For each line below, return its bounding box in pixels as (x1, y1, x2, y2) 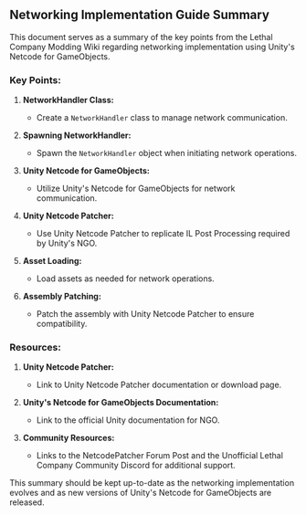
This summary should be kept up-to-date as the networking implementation (9, 478, 295, 489)
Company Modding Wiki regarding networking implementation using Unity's (9, 41, 295, 52)
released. (9, 497, 45, 508)
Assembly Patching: (22, 291, 102, 302)
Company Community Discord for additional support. (36, 460, 236, 471)
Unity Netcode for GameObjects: (22, 165, 151, 176)
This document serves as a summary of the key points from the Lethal (9, 31, 273, 42)
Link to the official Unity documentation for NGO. (36, 415, 220, 426)
